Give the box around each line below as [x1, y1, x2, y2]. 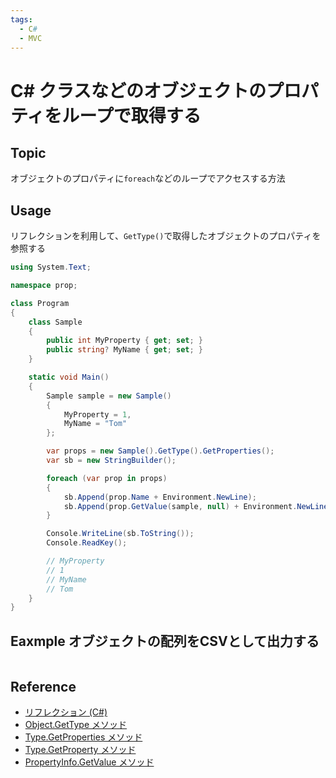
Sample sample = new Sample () [46, 391, 172, 401]
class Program [10, 298, 70, 308]
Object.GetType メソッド [24, 718, 128, 730]
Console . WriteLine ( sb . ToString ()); [46, 529, 195, 539]
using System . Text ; [10, 262, 92, 273]
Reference [10, 678, 77, 695]
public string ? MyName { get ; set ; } [46, 345, 203, 355]
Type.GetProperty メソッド [24, 743, 137, 755]
